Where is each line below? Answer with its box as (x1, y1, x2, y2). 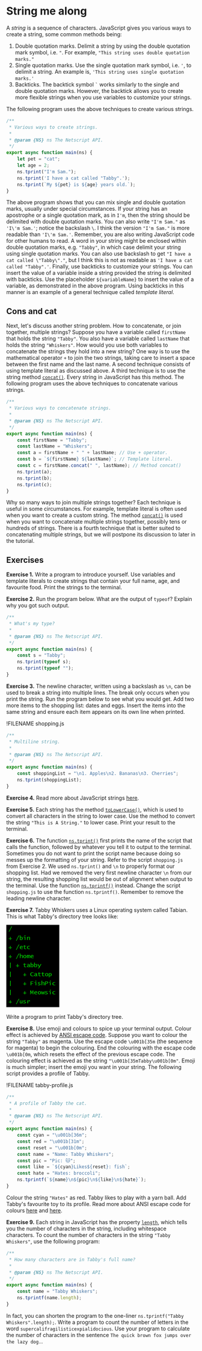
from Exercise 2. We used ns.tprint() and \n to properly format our (6, 862, 175, 870)
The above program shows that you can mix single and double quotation (6, 199, 186, 206)
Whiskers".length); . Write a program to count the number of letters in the (6, 1318, 189, 1326)
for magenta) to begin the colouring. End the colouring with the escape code (6, 1044, 196, 1051)
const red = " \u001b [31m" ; (17, 1138, 85, 1144)
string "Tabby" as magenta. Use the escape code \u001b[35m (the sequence (6, 1038, 193, 1045)
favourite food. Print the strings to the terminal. (6, 584, 122, 591)
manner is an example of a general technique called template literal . (6, 289, 174, 296)
